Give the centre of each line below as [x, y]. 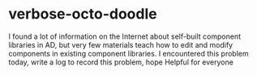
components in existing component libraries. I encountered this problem [128, 53]
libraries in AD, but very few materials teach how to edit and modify [121, 44]
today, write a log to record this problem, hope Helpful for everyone [121, 62]
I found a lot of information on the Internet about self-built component [125, 36]
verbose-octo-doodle [83, 14]
